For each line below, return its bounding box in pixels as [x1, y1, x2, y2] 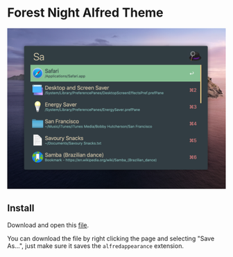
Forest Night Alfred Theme [7, 5, 164, 21]
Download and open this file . [7, 220, 89, 229]
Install [7, 202, 35, 214]
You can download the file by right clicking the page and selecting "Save [7, 234, 215, 242]
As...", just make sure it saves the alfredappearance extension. [7, 241, 184, 250]
